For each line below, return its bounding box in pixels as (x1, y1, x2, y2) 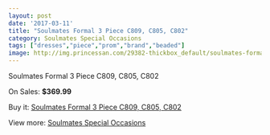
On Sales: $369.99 (8, 87, 72, 96)
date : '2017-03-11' (8, 19, 74, 27)
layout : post (8, 11, 52, 20)
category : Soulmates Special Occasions (8, 34, 142, 43)
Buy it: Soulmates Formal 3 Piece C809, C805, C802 (8, 102, 182, 112)
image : (8, 49, 31, 57)
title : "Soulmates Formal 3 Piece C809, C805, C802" (8, 27, 189, 35)
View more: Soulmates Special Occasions (8, 118, 146, 127)
